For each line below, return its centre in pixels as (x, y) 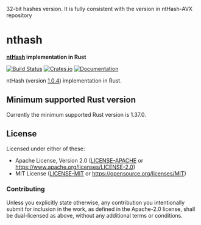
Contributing (26, 189)
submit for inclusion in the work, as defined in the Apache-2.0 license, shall (101, 209)
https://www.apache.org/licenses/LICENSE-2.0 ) (75, 167)
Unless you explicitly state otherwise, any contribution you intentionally (96, 202)
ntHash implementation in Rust (46, 57)
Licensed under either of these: (46, 149)
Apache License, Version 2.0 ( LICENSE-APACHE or (79, 160)
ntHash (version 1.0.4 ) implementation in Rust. (64, 80)
